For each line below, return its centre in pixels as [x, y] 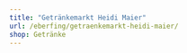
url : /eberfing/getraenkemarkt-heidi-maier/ [94, 26]
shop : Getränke [38, 34]
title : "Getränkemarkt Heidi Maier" [78, 18]
